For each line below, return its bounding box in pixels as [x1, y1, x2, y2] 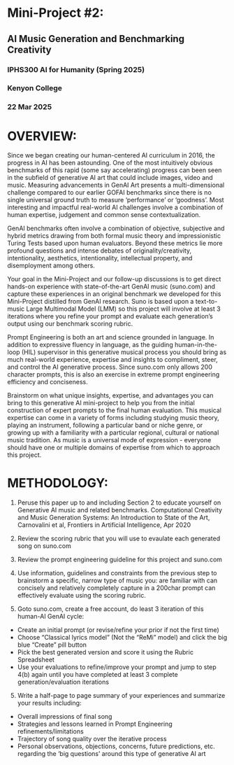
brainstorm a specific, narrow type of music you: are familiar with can [17, 576, 218, 585]
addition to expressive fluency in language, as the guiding [7, 341, 173, 349]
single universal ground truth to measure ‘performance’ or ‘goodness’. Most [7, 196, 225, 204]
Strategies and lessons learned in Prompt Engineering [17, 720, 173, 729]
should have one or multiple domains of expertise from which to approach [7, 443, 220, 452]
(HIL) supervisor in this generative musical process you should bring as [21, 348, 227, 356]
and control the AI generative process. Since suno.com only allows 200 [7, 363, 213, 372]
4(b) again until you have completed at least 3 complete [17, 671, 178, 679]
